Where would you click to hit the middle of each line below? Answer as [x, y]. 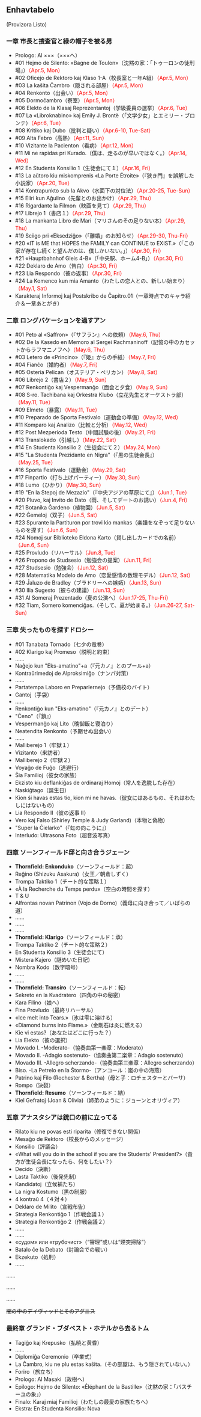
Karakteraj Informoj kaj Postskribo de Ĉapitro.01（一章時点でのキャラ [100, 296]
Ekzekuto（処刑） [37, 1257]
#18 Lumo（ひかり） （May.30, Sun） [59, 485]
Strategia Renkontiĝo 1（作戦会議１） [61, 1214]
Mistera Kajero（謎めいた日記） [54, 960]
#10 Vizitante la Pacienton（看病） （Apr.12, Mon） [76, 146]
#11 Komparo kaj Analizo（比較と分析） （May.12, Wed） [83, 425]
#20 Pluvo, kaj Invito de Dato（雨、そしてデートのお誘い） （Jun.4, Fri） [103, 500]
